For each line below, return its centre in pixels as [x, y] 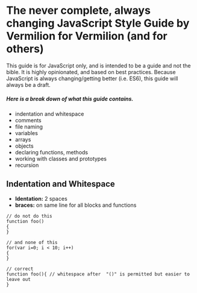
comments [28, 120]
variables [26, 133]
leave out [19, 279]
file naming [29, 127]
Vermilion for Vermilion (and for [87, 36]
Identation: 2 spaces [41, 198]
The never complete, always [78, 11]
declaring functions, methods [52, 152]
